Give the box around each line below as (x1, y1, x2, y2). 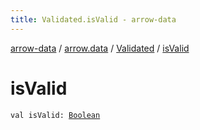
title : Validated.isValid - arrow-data (10, 14, 177, 25)
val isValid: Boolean (10, 110, 101, 120)
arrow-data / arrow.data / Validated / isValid (10, 42, 190, 54)
